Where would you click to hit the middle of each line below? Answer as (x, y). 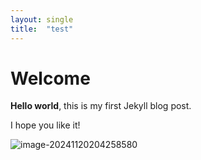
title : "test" (42, 29)
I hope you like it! (45, 125)
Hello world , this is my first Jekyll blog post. (101, 106)
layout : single (42, 19)
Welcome (50, 78)
